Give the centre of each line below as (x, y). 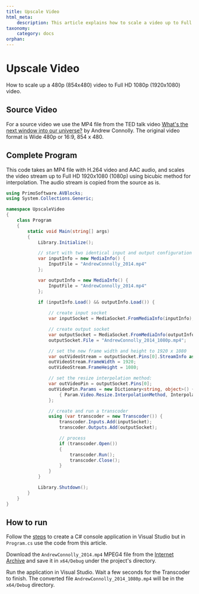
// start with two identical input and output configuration (115, 253)
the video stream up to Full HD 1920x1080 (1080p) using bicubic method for (99, 176)
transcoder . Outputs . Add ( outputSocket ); (108, 427)
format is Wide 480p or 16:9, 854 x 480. (55, 136)
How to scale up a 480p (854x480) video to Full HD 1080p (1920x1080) (93, 85)
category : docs (36, 34)
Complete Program (42, 156)
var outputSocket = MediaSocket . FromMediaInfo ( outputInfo (121, 335)
